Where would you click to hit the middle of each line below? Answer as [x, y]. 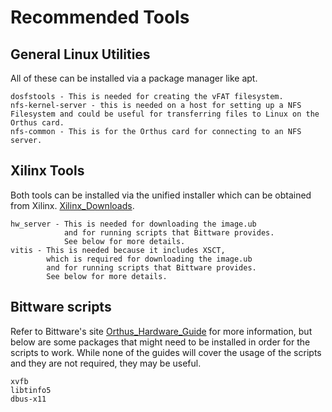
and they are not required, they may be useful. [106, 363]
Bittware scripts [61, 307]
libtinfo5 [31, 390]
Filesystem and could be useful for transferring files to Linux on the [165, 114]
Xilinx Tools [47, 171]
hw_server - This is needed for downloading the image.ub [133, 224]
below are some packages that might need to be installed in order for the [160, 342]
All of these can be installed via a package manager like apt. [134, 78]
